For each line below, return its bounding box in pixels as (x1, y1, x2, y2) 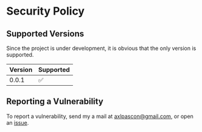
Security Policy (6, 4, 85, 18)
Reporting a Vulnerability (6, 96, 103, 107)
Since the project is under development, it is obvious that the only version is (6, 44, 197, 52)
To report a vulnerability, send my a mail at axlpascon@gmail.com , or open (6, 113, 193, 120)
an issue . (6, 119, 29, 126)
